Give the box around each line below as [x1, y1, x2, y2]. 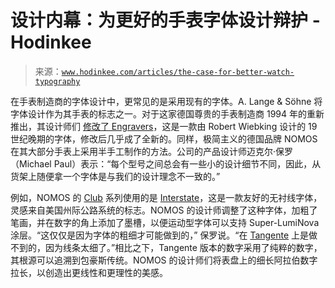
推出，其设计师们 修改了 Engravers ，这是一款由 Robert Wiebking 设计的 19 [10, 120, 318, 132]
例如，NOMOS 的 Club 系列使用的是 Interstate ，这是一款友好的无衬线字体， [10, 191, 323, 203]
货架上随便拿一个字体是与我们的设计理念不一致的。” [10, 170, 221, 182]
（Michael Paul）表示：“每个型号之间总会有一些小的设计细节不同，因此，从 [10, 157, 322, 170]
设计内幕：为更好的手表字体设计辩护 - [10, 9, 321, 32]
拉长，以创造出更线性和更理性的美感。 [10, 266, 168, 278]
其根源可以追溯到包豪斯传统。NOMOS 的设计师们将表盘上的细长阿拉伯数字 [10, 254, 318, 266]
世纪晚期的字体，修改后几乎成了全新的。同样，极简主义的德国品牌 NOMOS [10, 132, 318, 145]
